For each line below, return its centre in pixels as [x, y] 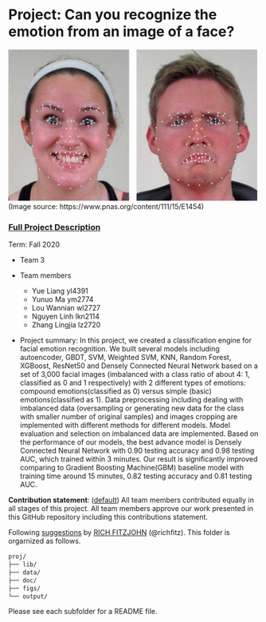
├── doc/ [23, 580]
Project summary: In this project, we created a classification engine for [136, 340]
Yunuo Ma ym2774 [63, 299]
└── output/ [28, 596]
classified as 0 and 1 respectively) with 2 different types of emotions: [133, 382]
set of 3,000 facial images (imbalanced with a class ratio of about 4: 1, [135, 374]
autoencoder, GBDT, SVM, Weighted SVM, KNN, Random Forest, [125, 357]
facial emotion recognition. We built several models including [120, 348]
